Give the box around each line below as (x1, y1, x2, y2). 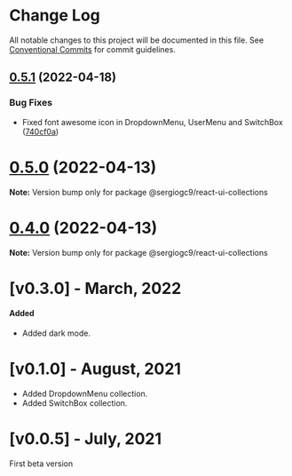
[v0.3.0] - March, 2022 (9, 278, 182, 298)
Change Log (9, 5, 100, 26)
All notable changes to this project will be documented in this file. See (9, 35, 264, 45)
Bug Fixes (9, 97, 53, 109)
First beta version (9, 458, 74, 469)
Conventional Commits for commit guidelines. (9, 44, 176, 54)
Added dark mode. (21, 328, 91, 338)
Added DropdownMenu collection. (21, 388, 148, 399)
